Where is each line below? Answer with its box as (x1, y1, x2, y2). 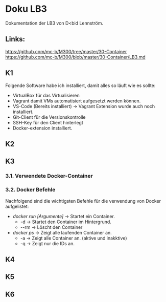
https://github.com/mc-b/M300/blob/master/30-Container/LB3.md (5, 54, 146, 60)
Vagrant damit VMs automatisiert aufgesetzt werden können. (12, 98, 141, 104)
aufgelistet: (5, 203, 29, 209)
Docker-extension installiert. (12, 125, 73, 131)
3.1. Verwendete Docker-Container (5, 172, 93, 180)
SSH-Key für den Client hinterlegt (12, 119, 83, 125)
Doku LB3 (5, 3, 48, 15)
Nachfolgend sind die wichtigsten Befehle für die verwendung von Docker (5, 198, 161, 204)
